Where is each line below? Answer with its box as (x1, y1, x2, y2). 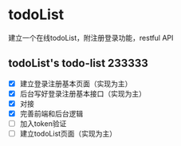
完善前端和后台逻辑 (19, 109, 84, 118)
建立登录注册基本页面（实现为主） (19, 78, 132, 89)
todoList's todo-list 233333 (8, 57, 149, 70)
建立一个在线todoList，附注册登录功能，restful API (8, 33, 174, 42)
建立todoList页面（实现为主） (19, 129, 117, 139)
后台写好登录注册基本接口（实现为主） (19, 89, 146, 98)
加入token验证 (19, 119, 67, 128)
